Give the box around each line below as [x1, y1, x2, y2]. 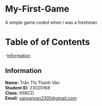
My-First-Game [5, 3, 70, 15]
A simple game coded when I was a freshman [5, 19, 97, 25]
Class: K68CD [5, 90, 34, 96]
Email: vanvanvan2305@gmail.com [5, 95, 77, 101]
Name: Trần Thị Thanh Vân [5, 79, 60, 86]
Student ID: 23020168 [5, 85, 51, 90]
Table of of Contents [5, 36, 90, 48]
